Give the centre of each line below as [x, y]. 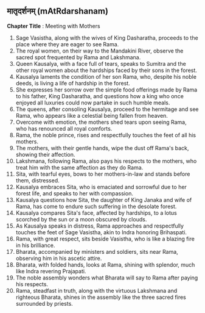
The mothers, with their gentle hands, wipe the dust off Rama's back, [102, 148]
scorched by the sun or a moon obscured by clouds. [81, 219]
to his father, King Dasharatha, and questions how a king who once [100, 96]
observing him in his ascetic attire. [59, 258]
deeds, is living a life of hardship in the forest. [73, 83]
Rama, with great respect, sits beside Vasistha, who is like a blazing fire [105, 239]
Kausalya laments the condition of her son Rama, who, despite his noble [106, 76]
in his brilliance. [35, 245]
